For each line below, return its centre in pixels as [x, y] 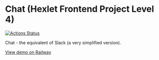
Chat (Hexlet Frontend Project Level [80, 9]
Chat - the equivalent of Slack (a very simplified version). [63, 42]
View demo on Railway [28, 52]
